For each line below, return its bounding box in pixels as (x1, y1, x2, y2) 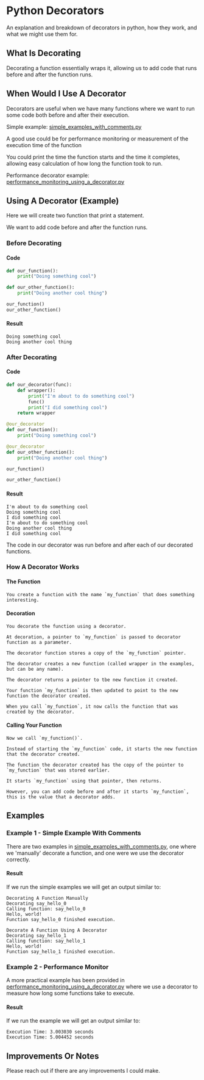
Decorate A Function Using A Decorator (6, 927, 108, 933)
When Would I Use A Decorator (6, 89, 127, 99)
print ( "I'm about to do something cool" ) (28, 393, 135, 399)
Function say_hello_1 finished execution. (6, 948, 116, 955)
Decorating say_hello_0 (6, 900, 67, 907)
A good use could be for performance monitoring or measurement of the (6, 135, 189, 142)
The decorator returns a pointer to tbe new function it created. (6, 676, 178, 683)
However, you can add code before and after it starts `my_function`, (6, 789, 189, 795)
